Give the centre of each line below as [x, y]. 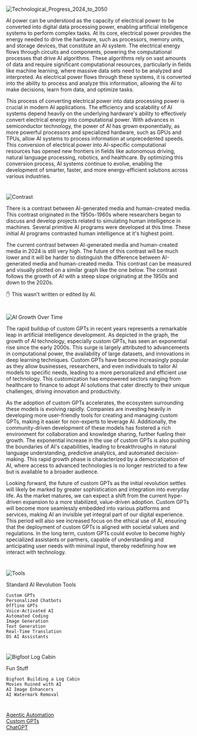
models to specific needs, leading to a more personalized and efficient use [96, 372]
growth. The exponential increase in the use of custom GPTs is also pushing [98, 440]
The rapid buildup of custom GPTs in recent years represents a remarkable [96, 329]
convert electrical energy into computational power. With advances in [90, 120]
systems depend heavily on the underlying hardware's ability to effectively [96, 113]
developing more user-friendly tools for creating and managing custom [92, 416]
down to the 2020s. [30, 283]
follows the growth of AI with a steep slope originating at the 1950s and [92, 276]
